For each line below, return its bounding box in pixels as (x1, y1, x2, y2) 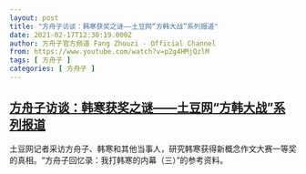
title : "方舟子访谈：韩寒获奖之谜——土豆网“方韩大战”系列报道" (9, 22, 219, 31)
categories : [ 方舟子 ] (9, 65, 96, 74)
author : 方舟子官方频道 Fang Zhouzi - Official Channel (9, 38, 217, 48)
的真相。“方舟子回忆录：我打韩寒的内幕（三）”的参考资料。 (9, 154, 229, 165)
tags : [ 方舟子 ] (9, 56, 71, 65)
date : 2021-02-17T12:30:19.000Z (9, 30, 132, 39)
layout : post (9, 13, 59, 23)
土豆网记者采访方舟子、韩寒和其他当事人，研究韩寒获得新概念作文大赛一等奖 (9, 143, 297, 154)
